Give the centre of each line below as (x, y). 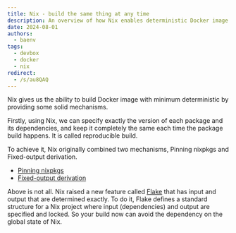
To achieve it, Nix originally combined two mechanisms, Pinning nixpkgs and (118, 150)
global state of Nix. (35, 222)
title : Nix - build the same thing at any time (79, 14)
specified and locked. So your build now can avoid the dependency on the (115, 214)
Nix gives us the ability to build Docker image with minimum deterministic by (118, 100)
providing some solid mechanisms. (58, 107)
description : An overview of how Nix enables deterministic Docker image (118, 20)
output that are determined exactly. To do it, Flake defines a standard (107, 199)
